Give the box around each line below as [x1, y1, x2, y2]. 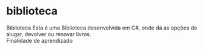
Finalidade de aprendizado [6, 37, 73, 44]
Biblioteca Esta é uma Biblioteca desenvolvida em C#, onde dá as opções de [6, 24, 198, 31]
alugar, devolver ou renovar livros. [6, 30, 92, 37]
